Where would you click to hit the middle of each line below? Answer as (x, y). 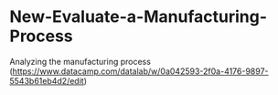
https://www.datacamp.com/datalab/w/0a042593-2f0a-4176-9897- (140, 71)
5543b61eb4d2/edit (47, 80)
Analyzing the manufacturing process (80, 61)
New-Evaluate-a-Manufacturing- (139, 17)
